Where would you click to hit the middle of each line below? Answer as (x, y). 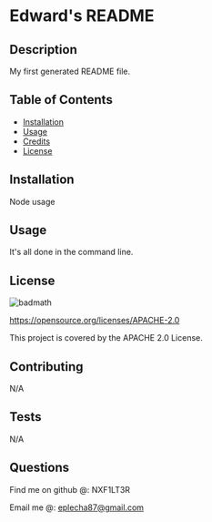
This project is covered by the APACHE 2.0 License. (106, 338)
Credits (36, 141)
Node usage (32, 201)
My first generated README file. (70, 71)
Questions (40, 468)
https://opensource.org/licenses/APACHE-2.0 (95, 321)
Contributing (46, 367)
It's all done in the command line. (71, 252)
